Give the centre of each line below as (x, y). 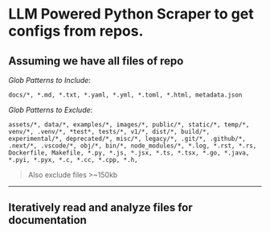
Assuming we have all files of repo (96, 61)
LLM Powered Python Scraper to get (131, 14)
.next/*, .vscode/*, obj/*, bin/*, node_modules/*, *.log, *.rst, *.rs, (133, 146)
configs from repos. (76, 31)
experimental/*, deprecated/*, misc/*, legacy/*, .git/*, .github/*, (127, 139)
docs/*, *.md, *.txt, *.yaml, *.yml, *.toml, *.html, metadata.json (125, 95)
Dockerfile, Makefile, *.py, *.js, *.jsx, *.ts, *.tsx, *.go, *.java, (129, 153)
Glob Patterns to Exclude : (51, 110)
